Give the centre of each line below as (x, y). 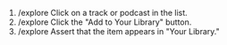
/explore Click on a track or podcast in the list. (102, 13)
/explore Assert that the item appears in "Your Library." (119, 31)
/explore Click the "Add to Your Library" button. (105, 22)
